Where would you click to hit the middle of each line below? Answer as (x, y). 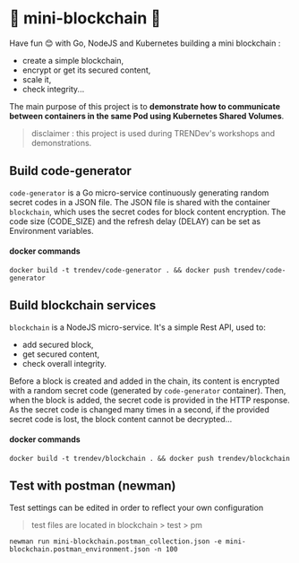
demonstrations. (61, 143)
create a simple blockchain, (73, 60)
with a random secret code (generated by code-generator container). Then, (148, 390)
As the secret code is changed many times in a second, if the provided (140, 409)
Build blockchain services (83, 305)
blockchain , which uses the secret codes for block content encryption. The (148, 212)
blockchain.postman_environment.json (80, 549)
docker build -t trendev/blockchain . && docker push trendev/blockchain (150, 458)
